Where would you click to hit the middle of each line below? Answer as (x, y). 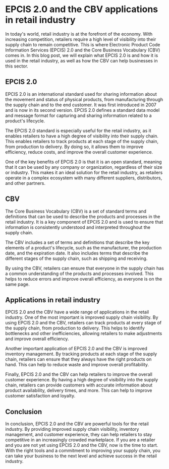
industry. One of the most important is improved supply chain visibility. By (82, 317)
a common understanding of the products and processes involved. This (79, 274)
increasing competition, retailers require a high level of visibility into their (81, 39)
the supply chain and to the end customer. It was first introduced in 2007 (81, 105)
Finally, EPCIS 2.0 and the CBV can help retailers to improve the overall (79, 374)
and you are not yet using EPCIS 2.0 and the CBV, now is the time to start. (82, 445)
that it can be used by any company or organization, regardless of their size (84, 167)
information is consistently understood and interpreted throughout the (78, 227)
